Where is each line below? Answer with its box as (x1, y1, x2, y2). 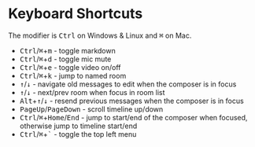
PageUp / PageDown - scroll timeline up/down (19, 104, 164, 114)
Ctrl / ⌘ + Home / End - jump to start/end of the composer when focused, (19, 112, 248, 122)
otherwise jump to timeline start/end (19, 121, 138, 130)
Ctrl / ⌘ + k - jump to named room (19, 71, 127, 80)
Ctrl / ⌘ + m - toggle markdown (19, 46, 116, 55)
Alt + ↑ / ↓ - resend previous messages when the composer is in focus (19, 96, 244, 105)
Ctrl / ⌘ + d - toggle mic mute (19, 54, 112, 64)
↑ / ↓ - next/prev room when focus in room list (19, 87, 165, 97)
